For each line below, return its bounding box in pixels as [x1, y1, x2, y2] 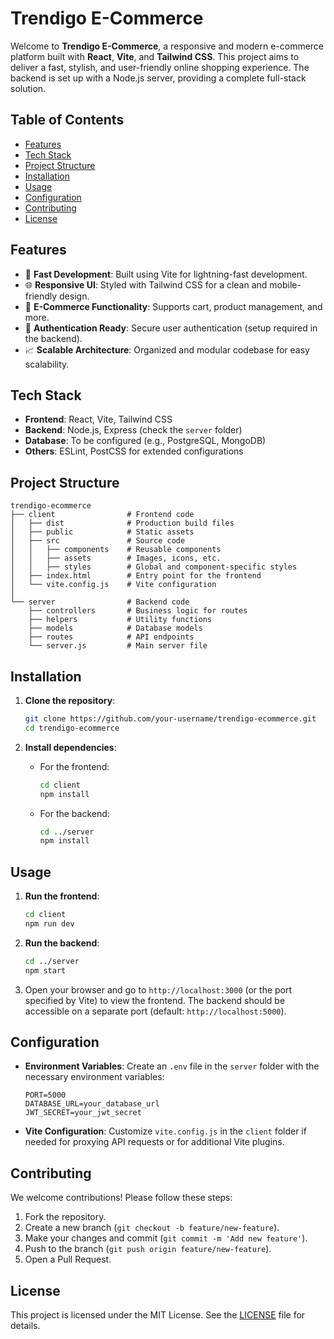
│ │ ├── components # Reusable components [10, 545, 222, 555]
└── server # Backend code [10, 597, 190, 607]
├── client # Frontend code [10, 510, 195, 520]
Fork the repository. [24, 1211, 107, 1223]
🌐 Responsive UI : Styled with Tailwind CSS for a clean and [24, 278, 268, 291]
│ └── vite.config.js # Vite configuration [10, 580, 217, 590]
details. [10, 1320, 41, 1331]
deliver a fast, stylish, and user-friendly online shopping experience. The [10, 61, 310, 73]
